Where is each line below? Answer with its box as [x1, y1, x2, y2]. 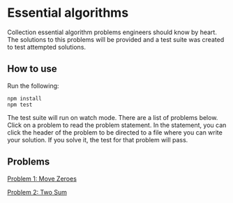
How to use [7, 63, 57, 75]
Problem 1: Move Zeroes [7, 174, 77, 183]
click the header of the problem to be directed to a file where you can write [7, 128, 223, 137]
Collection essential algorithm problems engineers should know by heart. [7, 28, 218, 36]
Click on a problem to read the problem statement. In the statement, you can [7, 121, 227, 129]
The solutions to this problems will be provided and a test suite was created [7, 35, 225, 43]
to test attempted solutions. [7, 43, 86, 51]
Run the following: [7, 82, 59, 90]
